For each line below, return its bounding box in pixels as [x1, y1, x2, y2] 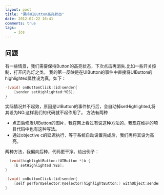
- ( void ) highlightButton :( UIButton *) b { [5, 158, 91, 164]
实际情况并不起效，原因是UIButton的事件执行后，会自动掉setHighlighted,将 [5, 104, 156, 109]
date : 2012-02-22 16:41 [5, 16, 54, 21]
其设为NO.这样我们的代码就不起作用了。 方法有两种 [5, 109, 108, 115]
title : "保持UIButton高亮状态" [5, 12, 64, 17]
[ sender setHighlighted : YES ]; [14, 89, 76, 94]
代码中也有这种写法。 [16, 126, 60, 132]
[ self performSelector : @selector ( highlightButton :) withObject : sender [14, 181, 161, 186]
